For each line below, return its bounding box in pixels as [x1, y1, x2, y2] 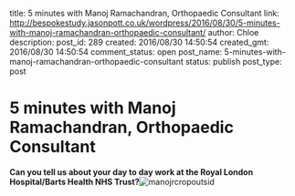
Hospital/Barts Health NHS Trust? [9, 176, 140, 187]
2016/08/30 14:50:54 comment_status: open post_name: [9, 46, 223, 57]
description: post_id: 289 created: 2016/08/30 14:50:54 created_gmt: [9, 36, 269, 47]
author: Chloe [207, 27, 259, 37]
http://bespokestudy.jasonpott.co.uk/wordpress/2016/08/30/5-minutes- [9, 17, 280, 28]
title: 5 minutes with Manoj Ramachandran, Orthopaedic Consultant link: [9, 8, 280, 18]
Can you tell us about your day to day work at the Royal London [9, 166, 254, 177]
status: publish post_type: [185, 57, 282, 67]
